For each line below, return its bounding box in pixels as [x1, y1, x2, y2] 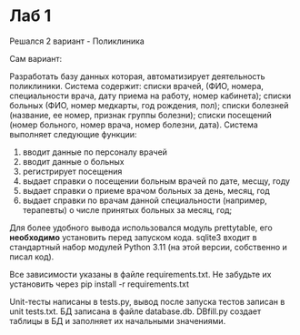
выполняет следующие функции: [9, 128, 137, 139]
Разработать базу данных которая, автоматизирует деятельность [9, 70, 265, 82]
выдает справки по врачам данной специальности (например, [22, 195, 268, 206]
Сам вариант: [9, 53, 63, 64]
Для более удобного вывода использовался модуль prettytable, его [9, 222, 273, 233]
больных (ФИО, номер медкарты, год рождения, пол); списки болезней [9, 99, 289, 110]
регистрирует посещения [22, 166, 123, 177]
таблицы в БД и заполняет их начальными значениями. [9, 315, 226, 326]
